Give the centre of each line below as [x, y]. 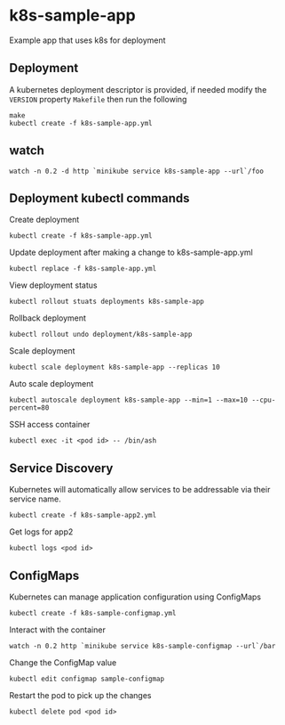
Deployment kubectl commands [99, 198]
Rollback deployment [48, 318]
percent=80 [29, 408]
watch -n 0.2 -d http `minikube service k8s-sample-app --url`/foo [137, 171]
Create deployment [44, 220]
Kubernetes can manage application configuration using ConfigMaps [135, 597]
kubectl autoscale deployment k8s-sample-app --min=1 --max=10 [129, 400]
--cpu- [264, 400]
